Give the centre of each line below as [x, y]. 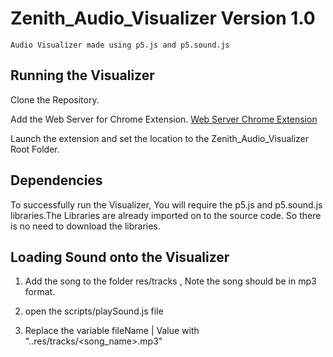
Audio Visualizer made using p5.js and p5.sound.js [120, 45]
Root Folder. [35, 149]
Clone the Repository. [55, 99]
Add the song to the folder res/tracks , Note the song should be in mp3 [170, 281]
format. [40, 292]
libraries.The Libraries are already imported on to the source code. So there [166, 215]
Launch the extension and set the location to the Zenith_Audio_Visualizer [160, 138]
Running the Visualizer [82, 75]
